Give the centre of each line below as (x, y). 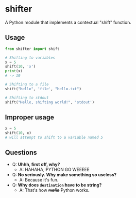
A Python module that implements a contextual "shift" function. (68, 22)
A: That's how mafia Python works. (54, 190)
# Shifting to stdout (27, 98)
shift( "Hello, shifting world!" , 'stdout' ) (50, 102)
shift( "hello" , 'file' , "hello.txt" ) (43, 89)
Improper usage (30, 117)
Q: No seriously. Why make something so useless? (64, 174)
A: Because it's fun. (39, 180)
